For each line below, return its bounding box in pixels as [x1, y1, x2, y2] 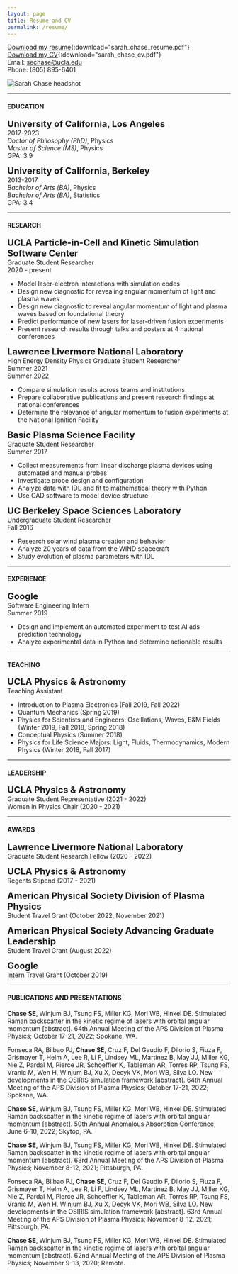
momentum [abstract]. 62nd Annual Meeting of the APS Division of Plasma [7, 1251, 225, 1259]
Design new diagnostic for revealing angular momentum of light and [17, 286, 216, 295]
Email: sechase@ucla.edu [7, 58, 83, 67]
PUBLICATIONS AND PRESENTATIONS [7, 993, 122, 1002]
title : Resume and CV [7, 17, 72, 24]
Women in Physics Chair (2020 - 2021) [7, 803, 120, 811]
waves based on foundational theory [17, 309, 125, 318]
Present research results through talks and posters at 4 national [17, 324, 204, 333]
